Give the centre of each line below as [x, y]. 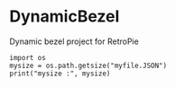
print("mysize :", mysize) [60, 74]
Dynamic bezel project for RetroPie [74, 41]
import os [28, 57]
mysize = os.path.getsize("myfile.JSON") [88, 65]
